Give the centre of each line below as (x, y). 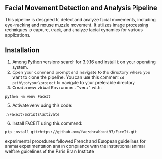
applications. (18, 35)
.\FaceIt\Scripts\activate (32, 114)
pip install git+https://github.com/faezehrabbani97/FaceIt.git (71, 132)
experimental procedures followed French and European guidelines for (75, 141)
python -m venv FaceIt (28, 96)
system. (20, 67)
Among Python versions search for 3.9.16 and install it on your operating (84, 62)
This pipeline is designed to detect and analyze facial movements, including (81, 19)
